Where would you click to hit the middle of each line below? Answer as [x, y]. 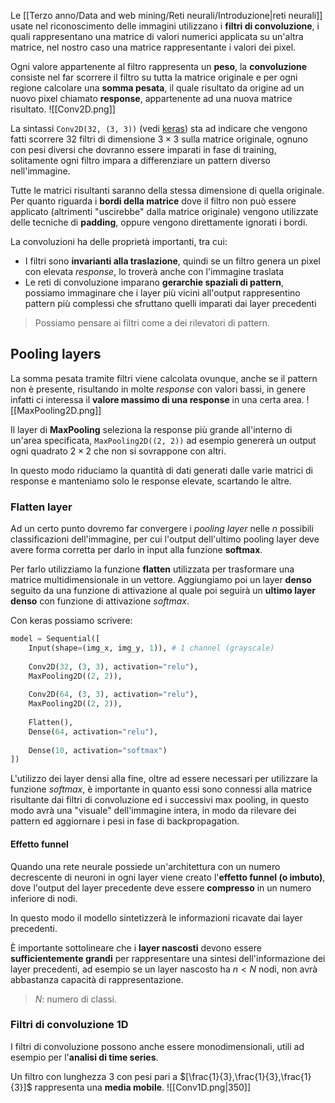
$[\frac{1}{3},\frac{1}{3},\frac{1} [245, 1076]
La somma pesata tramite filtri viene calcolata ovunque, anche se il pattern [164, 378]
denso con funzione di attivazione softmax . [100, 601]
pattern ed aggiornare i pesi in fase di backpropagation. [125, 821]
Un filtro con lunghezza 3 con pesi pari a [94, 1076]
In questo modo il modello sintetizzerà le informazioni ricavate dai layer [156, 917]
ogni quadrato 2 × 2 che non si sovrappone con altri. [118, 451]
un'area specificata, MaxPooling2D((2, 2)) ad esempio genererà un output [163, 440]
